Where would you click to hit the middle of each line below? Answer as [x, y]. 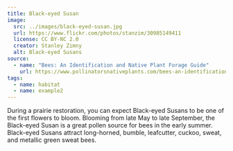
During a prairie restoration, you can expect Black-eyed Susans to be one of [116, 111]
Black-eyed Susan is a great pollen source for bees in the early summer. [110, 125]
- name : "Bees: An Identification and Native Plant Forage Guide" [111, 65]
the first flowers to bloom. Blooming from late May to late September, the [111, 118]
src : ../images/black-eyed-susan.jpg [68, 26]
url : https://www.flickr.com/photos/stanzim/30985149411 [97, 33]
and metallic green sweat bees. [52, 140]
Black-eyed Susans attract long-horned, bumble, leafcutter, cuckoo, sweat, [114, 133]
